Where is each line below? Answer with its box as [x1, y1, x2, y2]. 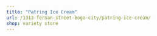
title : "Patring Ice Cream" [6, 9, 78, 15]
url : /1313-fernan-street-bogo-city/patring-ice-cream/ [6, 15, 151, 21]
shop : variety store [6, 20, 59, 26]
